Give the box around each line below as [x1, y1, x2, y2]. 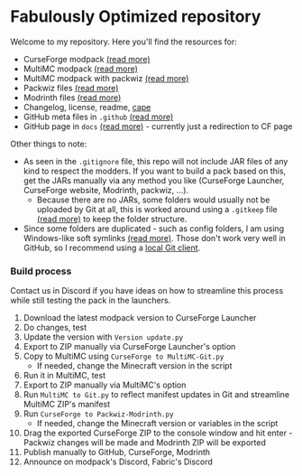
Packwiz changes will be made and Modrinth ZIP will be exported [23, 437, 267, 448]
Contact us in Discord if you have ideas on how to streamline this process [10, 285, 284, 296]
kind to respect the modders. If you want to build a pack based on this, [23, 165, 287, 176]
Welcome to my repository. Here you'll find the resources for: [10, 36, 237, 47]
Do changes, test [23, 322, 87, 333]
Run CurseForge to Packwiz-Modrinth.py [23, 408, 174, 419]
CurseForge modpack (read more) [23, 53, 151, 64]
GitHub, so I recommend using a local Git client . [23, 242, 201, 253]
